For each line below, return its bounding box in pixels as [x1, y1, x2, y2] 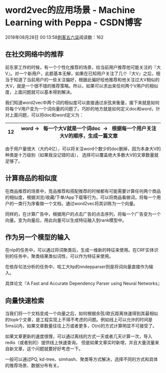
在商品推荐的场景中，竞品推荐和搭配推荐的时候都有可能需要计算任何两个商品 [5, 188, 161, 194]
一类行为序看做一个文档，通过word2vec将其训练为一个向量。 [13, 200, 138, 206]
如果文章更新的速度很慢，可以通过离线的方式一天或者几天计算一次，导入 [5, 333, 152, 339]
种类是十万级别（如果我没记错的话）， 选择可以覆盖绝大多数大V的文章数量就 [5, 152, 159, 158]
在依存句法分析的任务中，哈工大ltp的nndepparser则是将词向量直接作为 [5, 264, 149, 270]
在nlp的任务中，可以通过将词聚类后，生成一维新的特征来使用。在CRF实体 [5, 247, 154, 253]
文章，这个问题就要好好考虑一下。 [13, 346, 83, 352]
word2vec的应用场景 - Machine [5, 4, 135, 16]
